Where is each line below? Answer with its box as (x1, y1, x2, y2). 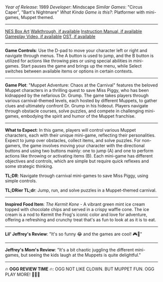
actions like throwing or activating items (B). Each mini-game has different (5, 153, 153, 159)
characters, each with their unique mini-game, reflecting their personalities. (5, 132, 156, 138)
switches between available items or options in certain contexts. (5, 68, 133, 74)
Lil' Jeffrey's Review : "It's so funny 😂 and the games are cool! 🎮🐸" (5, 231, 142, 237)
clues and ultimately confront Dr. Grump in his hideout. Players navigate (5, 103, 148, 108)
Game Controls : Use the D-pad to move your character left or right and (5, 48, 147, 53)
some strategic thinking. (5, 163, 53, 169)
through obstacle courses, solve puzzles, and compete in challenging (5, 108, 144, 114)
